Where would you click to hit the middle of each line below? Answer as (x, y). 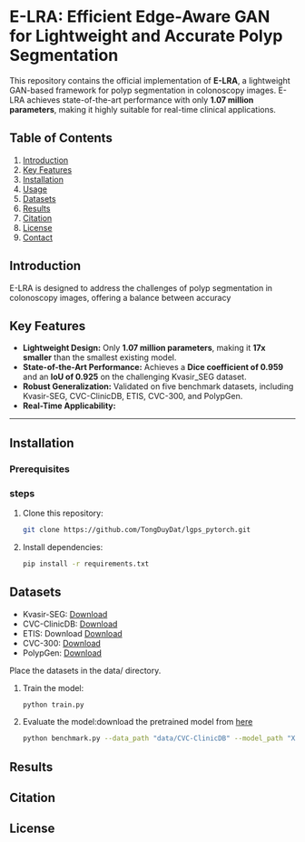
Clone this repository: (63, 513)
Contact (37, 237)
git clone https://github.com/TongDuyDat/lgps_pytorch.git (137, 529)
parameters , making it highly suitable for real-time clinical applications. (143, 109)
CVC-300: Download (62, 643)
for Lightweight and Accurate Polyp (146, 36)
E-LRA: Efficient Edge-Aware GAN (140, 17)
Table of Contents (61, 138)
